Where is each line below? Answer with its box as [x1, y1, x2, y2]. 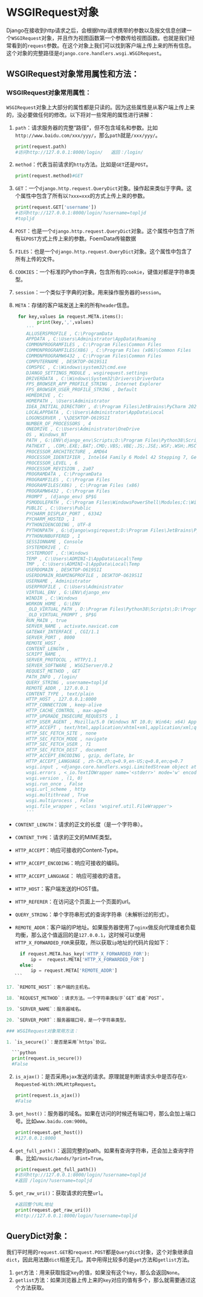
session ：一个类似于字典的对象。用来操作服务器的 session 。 [14, 288, 165, 295]
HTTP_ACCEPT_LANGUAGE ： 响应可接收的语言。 [14, 872, 124, 879]
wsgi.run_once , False [26, 781, 83, 787]
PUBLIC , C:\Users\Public [26, 505, 92, 511]
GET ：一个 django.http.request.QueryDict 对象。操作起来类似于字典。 [14, 185, 187, 192]
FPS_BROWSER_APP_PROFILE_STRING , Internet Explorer [26, 381, 162, 388]
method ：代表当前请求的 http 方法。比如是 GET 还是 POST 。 [14, 161, 152, 168]
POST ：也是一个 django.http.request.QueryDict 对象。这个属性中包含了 [14, 227, 190, 234]
